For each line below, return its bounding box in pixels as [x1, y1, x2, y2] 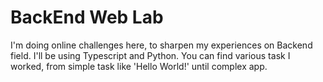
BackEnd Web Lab [10, 6, 164, 29]
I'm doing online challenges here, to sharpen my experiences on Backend [10, 39, 313, 51]
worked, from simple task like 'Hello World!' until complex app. [10, 60, 268, 72]
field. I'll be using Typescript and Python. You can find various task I [10, 49, 291, 61]
